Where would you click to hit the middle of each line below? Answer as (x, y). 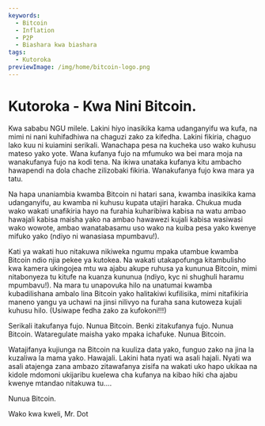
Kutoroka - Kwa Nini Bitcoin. (102, 106)
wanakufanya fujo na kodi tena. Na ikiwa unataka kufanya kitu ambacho (125, 162)
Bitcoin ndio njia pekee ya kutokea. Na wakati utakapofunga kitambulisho (127, 260)
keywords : (25, 15)
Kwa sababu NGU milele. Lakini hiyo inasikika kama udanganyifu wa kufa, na (133, 128)
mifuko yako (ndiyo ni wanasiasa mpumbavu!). (84, 236)
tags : (17, 52)
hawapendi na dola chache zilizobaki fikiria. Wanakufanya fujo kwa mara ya (131, 170)
